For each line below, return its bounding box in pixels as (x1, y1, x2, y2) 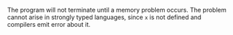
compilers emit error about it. (7, 21, 91, 28)
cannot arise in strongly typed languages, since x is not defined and (7, 13, 202, 21)
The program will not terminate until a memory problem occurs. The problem (7, 6, 227, 14)
